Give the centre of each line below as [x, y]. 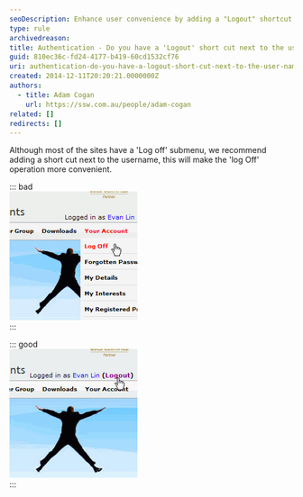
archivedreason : [40, 38]
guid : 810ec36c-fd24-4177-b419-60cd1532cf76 [94, 57]
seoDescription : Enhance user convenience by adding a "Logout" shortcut [151, 19]
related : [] [32, 114]
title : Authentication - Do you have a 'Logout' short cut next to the [147, 48]
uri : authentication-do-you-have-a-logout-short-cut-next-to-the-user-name [155, 67]
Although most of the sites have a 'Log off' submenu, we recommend [138, 150]
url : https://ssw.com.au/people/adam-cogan [109, 104]
